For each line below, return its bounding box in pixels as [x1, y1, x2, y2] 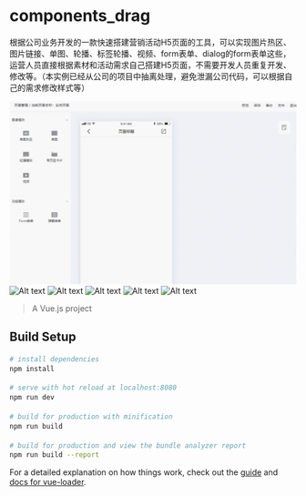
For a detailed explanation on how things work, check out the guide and [9, 467, 279, 478]
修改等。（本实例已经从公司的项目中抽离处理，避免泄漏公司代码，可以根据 [9, 70, 285, 82]
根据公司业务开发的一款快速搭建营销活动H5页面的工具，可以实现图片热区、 [9, 36, 291, 47]
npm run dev [9, 393, 55, 402]
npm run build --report [9, 450, 100, 460]
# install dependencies [9, 354, 100, 364]
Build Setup [9, 329, 76, 345]
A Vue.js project [31, 302, 93, 314]
